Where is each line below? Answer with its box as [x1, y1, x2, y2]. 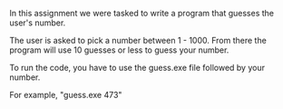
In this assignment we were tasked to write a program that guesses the [9, 8, 275, 18]
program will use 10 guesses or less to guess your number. [9, 45, 229, 55]
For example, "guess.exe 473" [9, 90, 122, 100]
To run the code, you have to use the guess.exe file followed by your [9, 63, 266, 73]
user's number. [9, 17, 66, 28]
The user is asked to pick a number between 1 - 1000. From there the [9, 35, 268, 45]
